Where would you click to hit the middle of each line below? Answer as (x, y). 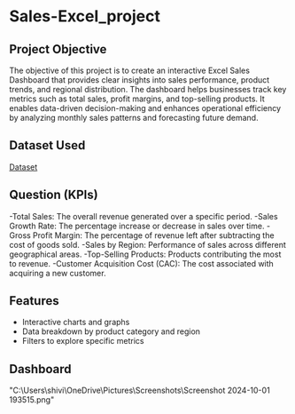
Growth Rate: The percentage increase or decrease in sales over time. (137, 226)
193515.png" (32, 400)
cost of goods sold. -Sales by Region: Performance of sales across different (147, 244)
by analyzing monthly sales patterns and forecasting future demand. (134, 118)
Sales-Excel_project (85, 16)
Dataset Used (47, 145)
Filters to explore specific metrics (83, 341)
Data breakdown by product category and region (111, 331)
